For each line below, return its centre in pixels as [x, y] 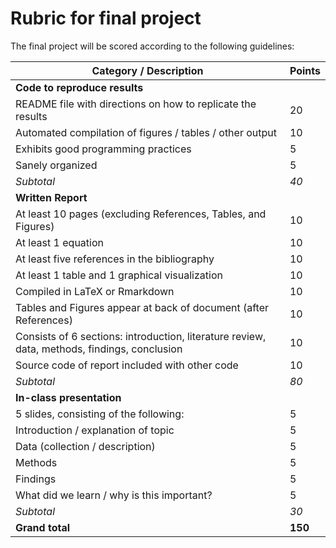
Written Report [51, 197]
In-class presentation [68, 397]
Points [305, 70]
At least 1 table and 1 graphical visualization [119, 275]
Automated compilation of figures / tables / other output [146, 132]
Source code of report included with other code [127, 365]
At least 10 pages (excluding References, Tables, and [141, 214]
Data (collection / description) [85, 446]
